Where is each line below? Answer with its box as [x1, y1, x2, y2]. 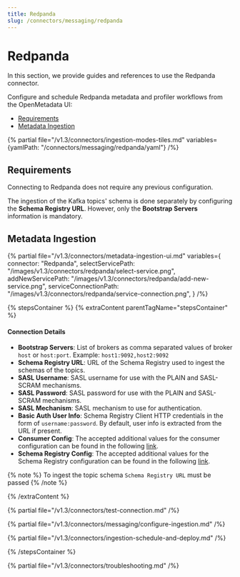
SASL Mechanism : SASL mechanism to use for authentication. [17, 404, 202, 413]
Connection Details [7, 327, 66, 336]
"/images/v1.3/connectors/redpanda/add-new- [71, 274, 209, 283]
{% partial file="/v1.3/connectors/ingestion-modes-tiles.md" [7, 136, 185, 144]
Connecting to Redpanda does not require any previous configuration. [7, 183, 214, 191]
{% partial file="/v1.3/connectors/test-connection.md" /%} [7, 506, 180, 515]
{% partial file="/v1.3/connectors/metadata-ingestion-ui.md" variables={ [7, 251, 221, 261]
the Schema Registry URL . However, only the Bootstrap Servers [7, 204, 198, 213]
